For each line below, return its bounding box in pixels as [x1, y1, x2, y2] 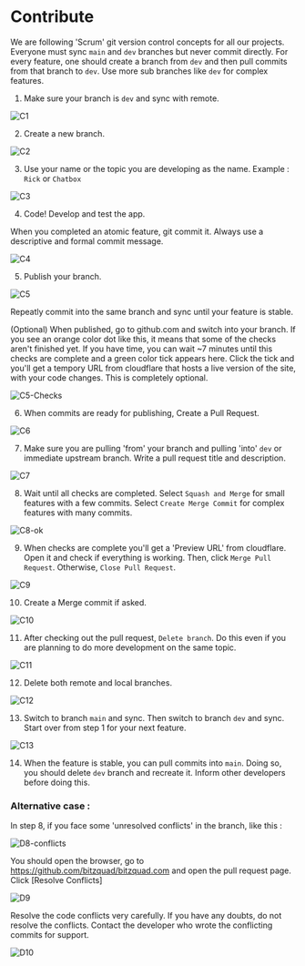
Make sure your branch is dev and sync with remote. [23, 93, 219, 104]
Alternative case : [10, 799, 91, 812]
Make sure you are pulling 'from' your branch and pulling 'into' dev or [23, 442, 282, 453]
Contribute [10, 6, 95, 27]
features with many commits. [23, 507, 133, 518]
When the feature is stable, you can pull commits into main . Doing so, [23, 758, 282, 768]
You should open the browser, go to [10, 856, 145, 867]
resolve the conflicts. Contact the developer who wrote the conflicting [10, 920, 273, 930]
